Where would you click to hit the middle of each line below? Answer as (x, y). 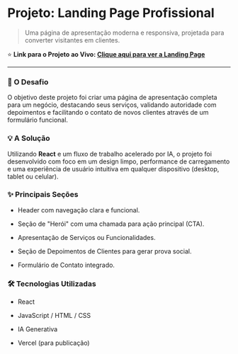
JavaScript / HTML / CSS (54, 316)
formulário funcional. (38, 120)
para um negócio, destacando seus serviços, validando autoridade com (112, 105)
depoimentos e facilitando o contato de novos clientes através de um (108, 113)
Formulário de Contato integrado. (66, 265)
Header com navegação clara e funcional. (79, 210)
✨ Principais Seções (43, 195)
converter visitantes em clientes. (72, 40)
